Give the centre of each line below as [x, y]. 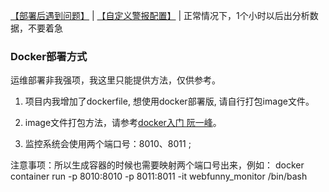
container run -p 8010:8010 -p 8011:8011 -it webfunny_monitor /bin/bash [159, 176]
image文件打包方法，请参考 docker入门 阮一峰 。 [123, 123]
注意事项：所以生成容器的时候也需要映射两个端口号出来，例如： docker [157, 165]
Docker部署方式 [49, 56]
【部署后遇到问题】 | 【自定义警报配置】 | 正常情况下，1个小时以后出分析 [160, 15]
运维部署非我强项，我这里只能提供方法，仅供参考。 [115, 80]
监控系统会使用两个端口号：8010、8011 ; [108, 144]
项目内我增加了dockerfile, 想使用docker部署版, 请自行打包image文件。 [169, 101]
